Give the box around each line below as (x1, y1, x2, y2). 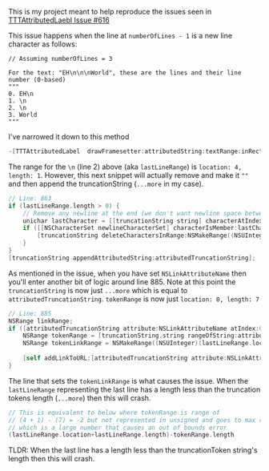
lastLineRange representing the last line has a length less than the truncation (8, 384, 261, 394)
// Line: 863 (8, 194, 52, 203)
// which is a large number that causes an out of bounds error (8, 424, 227, 432)
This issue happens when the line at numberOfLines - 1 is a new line (8, 31, 233, 40)
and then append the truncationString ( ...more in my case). (8, 179, 204, 188)
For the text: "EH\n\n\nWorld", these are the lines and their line (8, 69, 242, 77)
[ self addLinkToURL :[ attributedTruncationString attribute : (22, 354, 227, 362)
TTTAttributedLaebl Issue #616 (8, 15, 110, 25)
